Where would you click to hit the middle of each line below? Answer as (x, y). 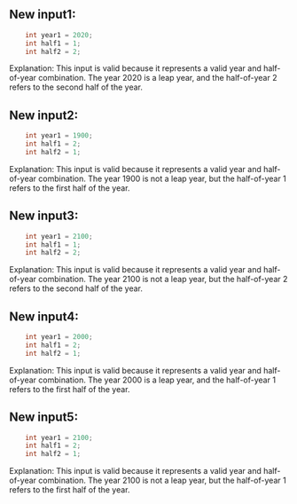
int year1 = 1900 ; (59, 136)
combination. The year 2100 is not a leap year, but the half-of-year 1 (162, 480)
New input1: (43, 15)
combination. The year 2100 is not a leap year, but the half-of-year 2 (163, 280)
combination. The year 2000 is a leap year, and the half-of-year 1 (157, 380)
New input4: (44, 316)
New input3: (44, 216)
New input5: (43, 417)
